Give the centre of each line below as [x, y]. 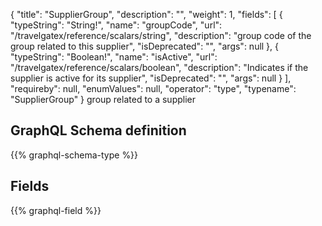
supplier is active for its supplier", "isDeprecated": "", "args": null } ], [151, 78]
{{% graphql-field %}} [56, 210]
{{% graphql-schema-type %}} [74, 155]
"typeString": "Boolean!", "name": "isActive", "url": [114, 57]
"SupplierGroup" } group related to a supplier [103, 99]
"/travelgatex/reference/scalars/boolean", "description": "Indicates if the [159, 67]
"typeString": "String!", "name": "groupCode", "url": [116, 25]
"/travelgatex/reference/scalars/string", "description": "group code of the [161, 35]
